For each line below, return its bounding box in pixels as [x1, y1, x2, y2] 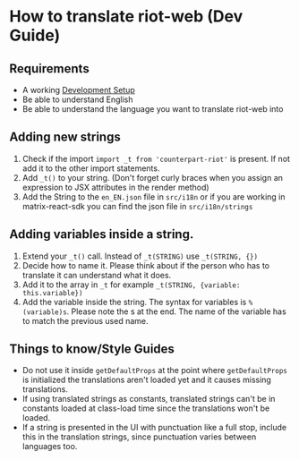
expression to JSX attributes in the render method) [21, 182, 209, 192]
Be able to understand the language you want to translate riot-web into [21, 104, 284, 114]
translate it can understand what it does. [21, 269, 172, 280]
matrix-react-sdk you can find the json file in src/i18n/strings [21, 200, 253, 211]
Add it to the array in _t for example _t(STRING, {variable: [21, 279, 241, 290]
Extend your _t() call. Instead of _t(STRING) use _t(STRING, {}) [21, 251, 258, 261]
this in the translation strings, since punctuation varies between [21, 431, 257, 442]
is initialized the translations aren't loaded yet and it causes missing [21, 374, 271, 386]
